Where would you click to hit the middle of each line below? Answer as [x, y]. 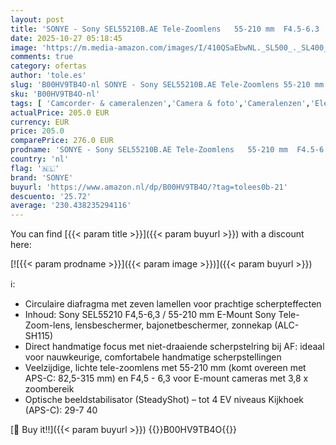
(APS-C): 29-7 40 [61, 410]
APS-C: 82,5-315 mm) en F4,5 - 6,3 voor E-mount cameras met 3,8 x [166, 378]
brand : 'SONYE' [42, 177]
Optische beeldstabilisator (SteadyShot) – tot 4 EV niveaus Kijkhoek [164, 400]
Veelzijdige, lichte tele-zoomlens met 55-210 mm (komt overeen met [165, 368]
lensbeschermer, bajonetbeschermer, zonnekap [173, 325]
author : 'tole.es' [48, 76]
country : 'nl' [40, 159]
